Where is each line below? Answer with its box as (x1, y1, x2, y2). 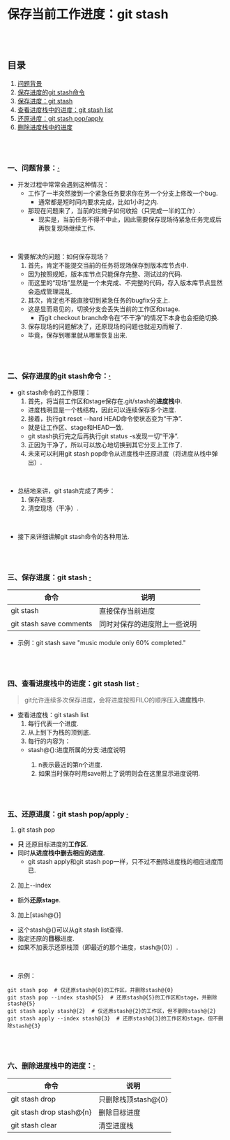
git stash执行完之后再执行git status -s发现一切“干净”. (27, 432, 179, 440)
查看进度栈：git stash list (17, 710, 89, 719)
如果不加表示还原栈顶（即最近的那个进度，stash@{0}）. (17, 943, 178, 951)
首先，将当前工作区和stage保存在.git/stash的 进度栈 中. (27, 397, 183, 405)
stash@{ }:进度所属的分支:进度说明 (27, 745, 125, 753)
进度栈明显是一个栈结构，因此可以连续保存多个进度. (27, 406, 176, 414)
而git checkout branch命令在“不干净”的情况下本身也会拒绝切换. (38, 314, 220, 322)
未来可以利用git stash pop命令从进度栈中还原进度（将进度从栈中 (27, 449, 213, 458)
